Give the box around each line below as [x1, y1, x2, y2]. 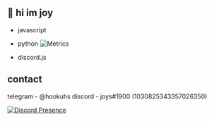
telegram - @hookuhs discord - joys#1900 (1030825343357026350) [7, 92, 208, 101]
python [17, 39, 39, 48]
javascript [17, 25, 47, 34]
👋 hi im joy [7, 7, 54, 19]
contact [7, 73, 42, 85]
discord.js [17, 53, 47, 61]
